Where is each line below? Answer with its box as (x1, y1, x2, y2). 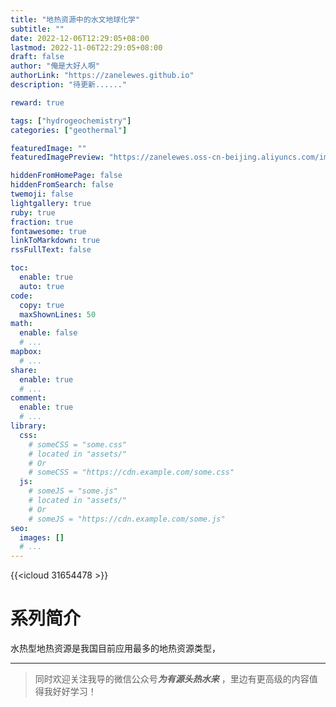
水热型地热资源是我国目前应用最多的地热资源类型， (10, 642, 221, 655)
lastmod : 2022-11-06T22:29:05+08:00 (10, 42, 163, 53)
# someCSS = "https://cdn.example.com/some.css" (28, 467, 235, 478)
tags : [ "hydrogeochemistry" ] (10, 116, 132, 126)
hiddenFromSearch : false (10, 180, 114, 190)
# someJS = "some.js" (28, 486, 118, 496)
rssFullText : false (10, 245, 92, 255)
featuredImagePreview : (10, 152, 105, 163)
